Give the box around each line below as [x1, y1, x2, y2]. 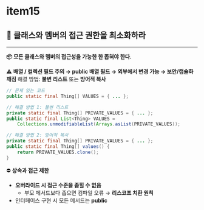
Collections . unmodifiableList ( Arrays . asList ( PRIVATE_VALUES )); [17, 121, 181, 127]
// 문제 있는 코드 [6, 88, 46, 94]
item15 [6, 4, 41, 18]
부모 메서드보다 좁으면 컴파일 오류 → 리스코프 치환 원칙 [24, 189, 154, 196]
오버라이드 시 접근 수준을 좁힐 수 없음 [15, 181, 101, 189]
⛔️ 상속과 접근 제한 [6, 166, 49, 174]
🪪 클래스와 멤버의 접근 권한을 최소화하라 [6, 30, 146, 40]
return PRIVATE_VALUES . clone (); [17, 149, 99, 155]
